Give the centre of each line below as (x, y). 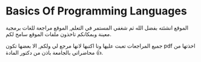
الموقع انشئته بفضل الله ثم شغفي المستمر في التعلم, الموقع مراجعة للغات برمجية (97, 28)
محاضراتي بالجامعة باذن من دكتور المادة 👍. (54, 52)
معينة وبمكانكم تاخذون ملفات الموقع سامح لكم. (58, 34)
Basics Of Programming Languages (96, 11)
